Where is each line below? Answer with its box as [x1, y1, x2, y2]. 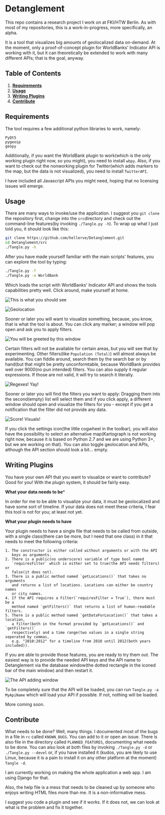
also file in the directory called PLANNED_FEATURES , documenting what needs [5, 739, 157, 745]
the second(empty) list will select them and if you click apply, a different [5, 396, 151, 402]
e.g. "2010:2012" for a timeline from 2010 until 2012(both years [11, 638, 151, 644]
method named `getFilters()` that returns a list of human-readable [11, 604, 155, 609]
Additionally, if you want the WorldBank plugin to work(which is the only [5, 152, 151, 158]
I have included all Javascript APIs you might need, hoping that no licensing [5, 178, 159, 184]
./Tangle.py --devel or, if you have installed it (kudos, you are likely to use [5, 749, 157, 755]
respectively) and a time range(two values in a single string [11, 630, 144, 635]
